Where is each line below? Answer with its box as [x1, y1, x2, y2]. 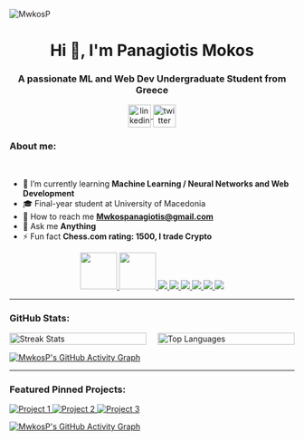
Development [22, 187, 75, 198]
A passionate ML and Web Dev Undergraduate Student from [17, 72, 287, 85]
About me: [9, 140, 57, 153]
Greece [135, 84, 169, 97]
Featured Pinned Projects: [9, 383, 127, 396]
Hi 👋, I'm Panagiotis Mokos [49, 41, 255, 61]
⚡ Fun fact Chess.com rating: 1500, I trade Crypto [22, 231, 213, 242]
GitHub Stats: [9, 312, 71, 324]
